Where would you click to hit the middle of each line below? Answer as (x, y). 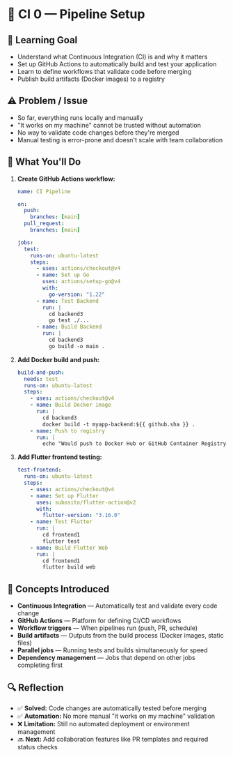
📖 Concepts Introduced (58, 589)
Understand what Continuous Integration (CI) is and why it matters (112, 57)
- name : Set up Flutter (64, 496)
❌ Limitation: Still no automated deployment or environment (103, 724)
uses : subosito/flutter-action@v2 (86, 502)
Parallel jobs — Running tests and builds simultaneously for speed (112, 650)
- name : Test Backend (67, 301)
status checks (37, 747)
